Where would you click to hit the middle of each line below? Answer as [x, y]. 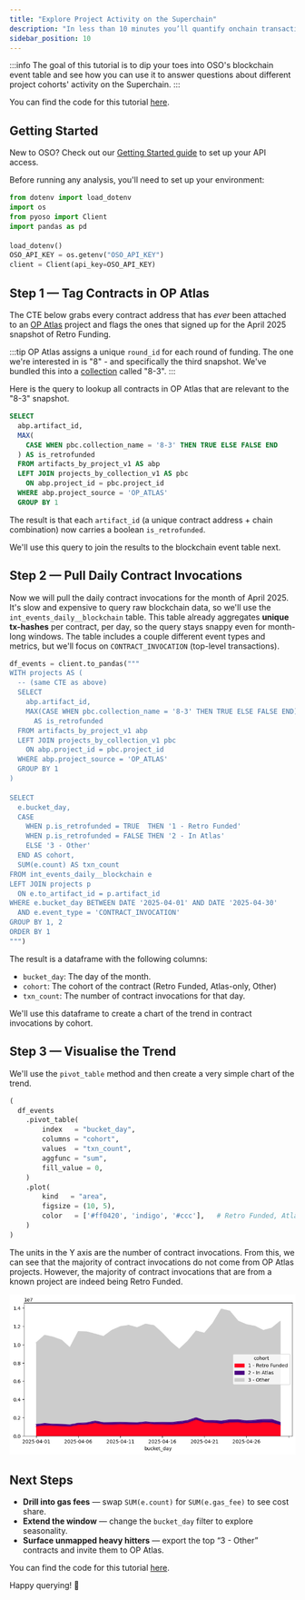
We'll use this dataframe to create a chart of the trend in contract [131, 1013]
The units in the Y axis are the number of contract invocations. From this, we [152, 1252]
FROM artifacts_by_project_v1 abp [83, 730]
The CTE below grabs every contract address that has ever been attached [148, 315]
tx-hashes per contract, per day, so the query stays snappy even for [138, 626]
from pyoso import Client [58, 217]
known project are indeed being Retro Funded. [96, 1281]
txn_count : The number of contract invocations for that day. [134, 996]
